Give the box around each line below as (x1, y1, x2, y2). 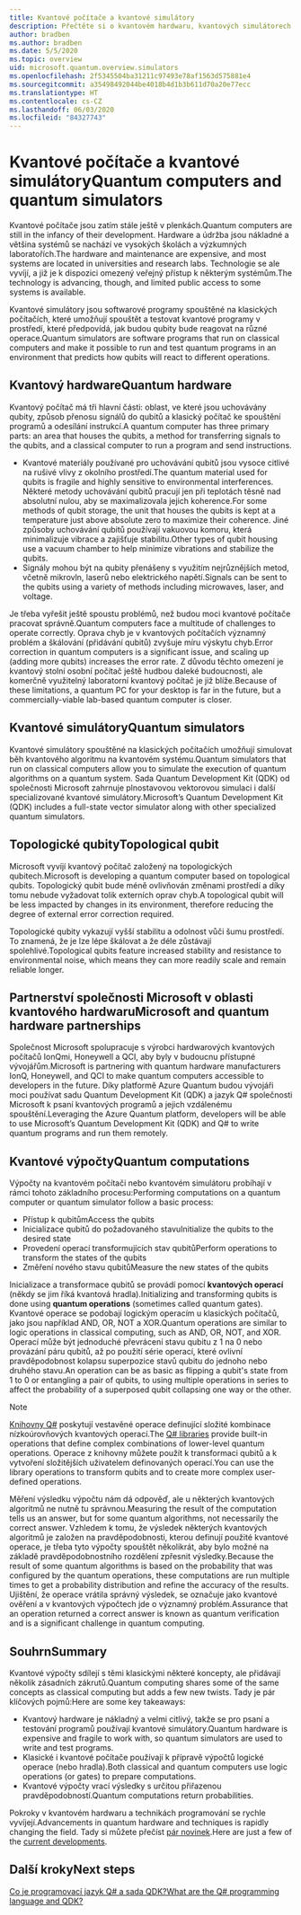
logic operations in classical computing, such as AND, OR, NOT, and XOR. (9, 1327, 281, 1338)
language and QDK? (9, 1895, 84, 1906)
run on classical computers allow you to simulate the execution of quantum (9, 763, 287, 773)
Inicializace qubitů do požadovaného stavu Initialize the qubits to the (22, 1223, 274, 1235)
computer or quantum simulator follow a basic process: (9, 1196, 214, 1208)
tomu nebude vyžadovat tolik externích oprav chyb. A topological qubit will (9, 889, 285, 900)
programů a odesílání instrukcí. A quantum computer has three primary (9, 420, 270, 431)
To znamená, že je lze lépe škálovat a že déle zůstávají (9, 935, 212, 946)
